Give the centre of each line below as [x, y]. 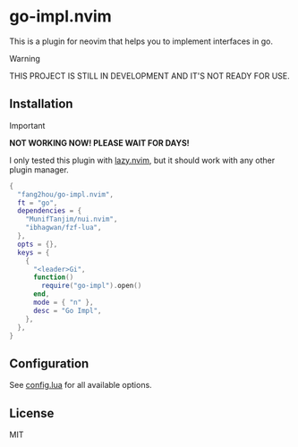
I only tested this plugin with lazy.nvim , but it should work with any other [142, 160]
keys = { [34, 252]
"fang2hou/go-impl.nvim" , [66, 194]
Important [27, 125]
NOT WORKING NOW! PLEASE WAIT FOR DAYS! [99, 143]
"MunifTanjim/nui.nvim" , [72, 219]
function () [53, 278]
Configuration [49, 363]
